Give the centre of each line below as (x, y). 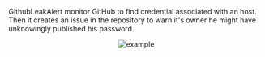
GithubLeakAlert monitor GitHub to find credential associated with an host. (132, 12)
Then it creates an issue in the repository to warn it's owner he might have (132, 20)
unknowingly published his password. (71, 28)
